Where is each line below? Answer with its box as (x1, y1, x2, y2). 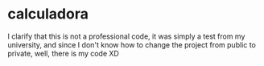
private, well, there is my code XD (7, 48, 120, 58)
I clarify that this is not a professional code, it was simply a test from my (7, 31, 245, 41)
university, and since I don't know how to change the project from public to (7, 39, 257, 49)
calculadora (7, 5, 89, 23)
